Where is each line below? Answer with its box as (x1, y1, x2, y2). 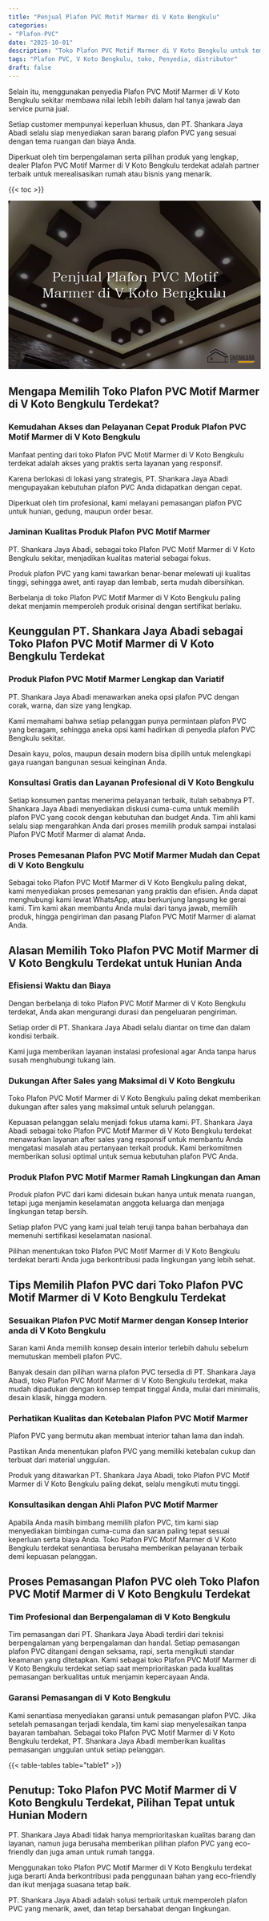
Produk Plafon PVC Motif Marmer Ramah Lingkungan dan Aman (8, 1172, 261, 1183)
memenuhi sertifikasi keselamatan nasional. (8, 1231, 152, 1241)
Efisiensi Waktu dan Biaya (8, 980, 111, 991)
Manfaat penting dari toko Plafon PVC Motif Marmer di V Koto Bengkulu (8, 449, 244, 459)
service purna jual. (8, 104, 70, 113)
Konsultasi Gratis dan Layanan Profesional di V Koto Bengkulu (8, 777, 255, 788)
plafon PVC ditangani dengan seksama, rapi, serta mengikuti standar (8, 1647, 235, 1656)
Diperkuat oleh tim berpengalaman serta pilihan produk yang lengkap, (8, 152, 239, 161)
